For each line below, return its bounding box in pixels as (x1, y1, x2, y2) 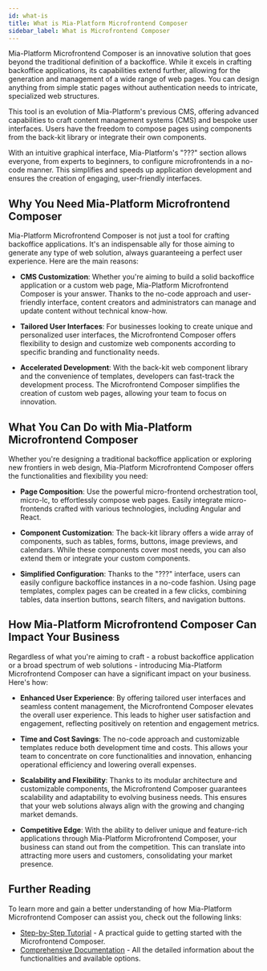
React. (19, 512, 42, 522)
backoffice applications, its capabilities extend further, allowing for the (8, 66, 241, 75)
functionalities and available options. (19, 953, 141, 963)
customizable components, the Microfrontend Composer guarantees (19, 784, 247, 794)
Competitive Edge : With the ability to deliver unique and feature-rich (19, 825, 248, 834)
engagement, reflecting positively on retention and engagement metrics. (19, 718, 260, 728)
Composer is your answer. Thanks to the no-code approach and (19, 289, 233, 299)
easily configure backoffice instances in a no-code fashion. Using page (19, 577, 257, 587)
